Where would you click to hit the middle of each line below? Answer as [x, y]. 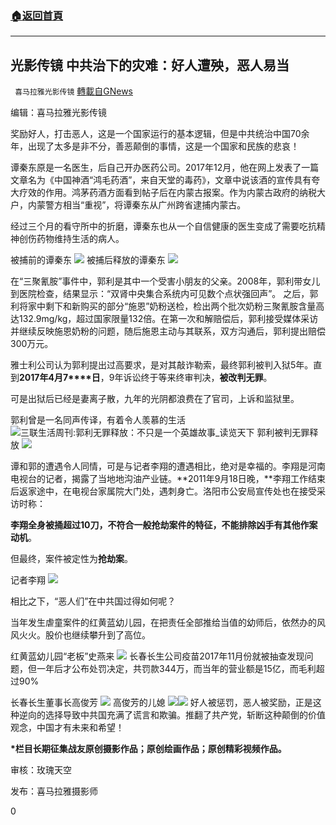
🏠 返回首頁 [37, 15]
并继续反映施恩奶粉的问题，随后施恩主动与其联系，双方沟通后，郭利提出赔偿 [168, 331]
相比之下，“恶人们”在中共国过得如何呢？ [93, 601]
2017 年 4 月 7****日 [60, 378]
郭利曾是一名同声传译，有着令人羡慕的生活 [98, 420]
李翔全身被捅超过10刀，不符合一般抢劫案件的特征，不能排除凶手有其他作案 [164, 525]
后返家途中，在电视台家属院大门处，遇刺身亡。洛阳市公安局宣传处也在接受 [163, 491]
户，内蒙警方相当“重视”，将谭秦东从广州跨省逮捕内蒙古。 [128, 205]
